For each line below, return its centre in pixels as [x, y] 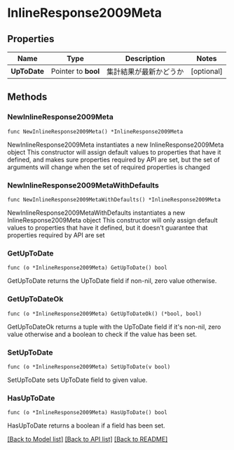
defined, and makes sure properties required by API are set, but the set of [114, 159]
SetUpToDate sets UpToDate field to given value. [77, 380]
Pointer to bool [75, 71]
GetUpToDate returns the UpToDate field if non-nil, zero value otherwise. [112, 281]
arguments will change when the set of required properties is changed [109, 167]
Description [145, 59]
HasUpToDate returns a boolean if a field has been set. [87, 425]
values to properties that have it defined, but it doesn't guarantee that [108, 227]
